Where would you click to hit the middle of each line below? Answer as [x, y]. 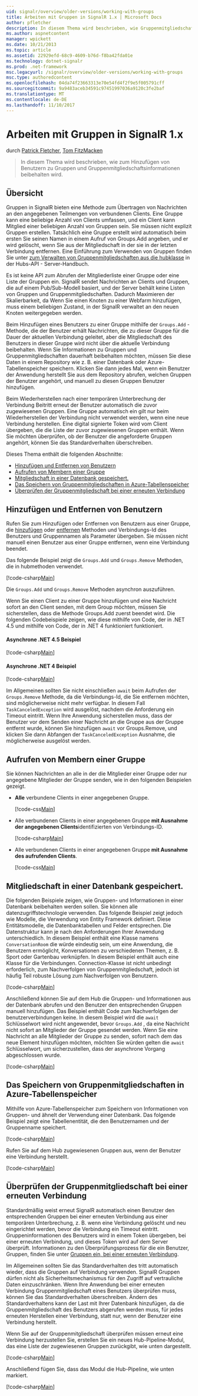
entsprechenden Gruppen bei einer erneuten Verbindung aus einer [87, 1216]
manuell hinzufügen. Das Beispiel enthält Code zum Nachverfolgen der [92, 1011]
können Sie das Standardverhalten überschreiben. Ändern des [82, 1297]
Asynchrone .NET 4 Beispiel [41, 666]
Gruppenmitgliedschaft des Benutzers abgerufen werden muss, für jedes [95, 1309]
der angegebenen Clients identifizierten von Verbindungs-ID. [89, 827]
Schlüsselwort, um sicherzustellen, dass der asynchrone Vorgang [86, 1049]
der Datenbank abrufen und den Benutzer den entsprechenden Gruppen [94, 1005]
